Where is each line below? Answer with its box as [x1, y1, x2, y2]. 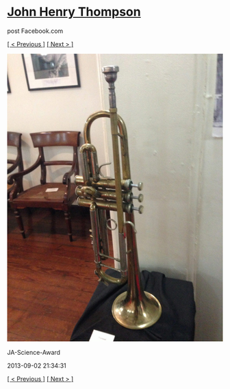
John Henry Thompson [7, 4, 142, 20]
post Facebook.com [7, 27, 64, 35]
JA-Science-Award [7, 348, 60, 356]
